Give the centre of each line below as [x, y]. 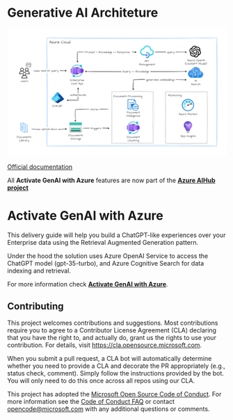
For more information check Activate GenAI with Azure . [88, 284]
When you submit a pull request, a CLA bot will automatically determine [110, 359]
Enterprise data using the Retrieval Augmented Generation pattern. [103, 243]
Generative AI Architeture [83, 13]
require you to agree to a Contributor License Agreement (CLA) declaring [112, 330]
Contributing [35, 306]
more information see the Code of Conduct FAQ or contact [91, 402]
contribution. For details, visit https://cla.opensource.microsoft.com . [105, 345]
